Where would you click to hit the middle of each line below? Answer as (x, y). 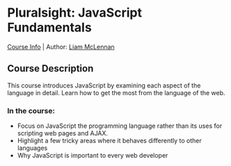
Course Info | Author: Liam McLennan (61, 47)
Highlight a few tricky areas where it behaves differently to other (109, 141)
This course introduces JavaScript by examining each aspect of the (104, 85)
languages (32, 148)
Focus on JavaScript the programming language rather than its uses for (120, 126)
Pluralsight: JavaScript (75, 13)
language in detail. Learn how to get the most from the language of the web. (116, 92)
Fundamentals (49, 27)
